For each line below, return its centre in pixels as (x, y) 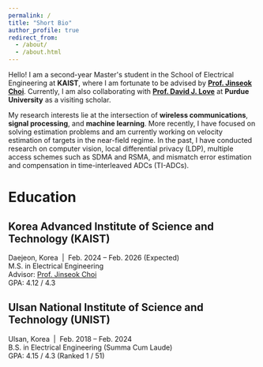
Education (42, 197)
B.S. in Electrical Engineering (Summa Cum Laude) (90, 347)
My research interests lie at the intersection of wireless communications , (128, 115)
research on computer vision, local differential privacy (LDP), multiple (121, 148)
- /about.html (38, 52)
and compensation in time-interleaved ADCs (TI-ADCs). (99, 165)
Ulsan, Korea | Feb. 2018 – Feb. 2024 (70, 339)
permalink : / (30, 15)
